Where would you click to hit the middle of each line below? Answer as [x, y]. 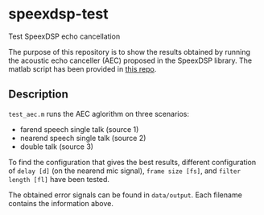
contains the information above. [61, 203]
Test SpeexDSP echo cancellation [64, 36]
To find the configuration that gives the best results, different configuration [132, 162]
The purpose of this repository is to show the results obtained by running [130, 52]
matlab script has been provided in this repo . [82, 68]
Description [38, 95]
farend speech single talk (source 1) [79, 129]
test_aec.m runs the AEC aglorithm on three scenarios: [99, 114]
